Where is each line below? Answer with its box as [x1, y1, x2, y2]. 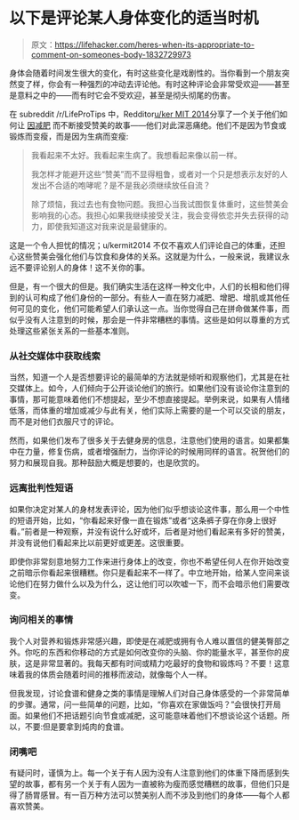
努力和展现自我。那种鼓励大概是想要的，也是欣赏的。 [9, 457, 205, 468]
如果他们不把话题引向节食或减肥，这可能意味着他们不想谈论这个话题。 [24, 710, 282, 720]
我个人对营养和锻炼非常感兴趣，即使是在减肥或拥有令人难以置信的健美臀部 [9, 635, 282, 646]
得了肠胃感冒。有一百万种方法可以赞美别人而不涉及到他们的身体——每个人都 [9, 790, 290, 800]
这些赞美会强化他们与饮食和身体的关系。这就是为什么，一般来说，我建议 [16, 251, 282, 261]
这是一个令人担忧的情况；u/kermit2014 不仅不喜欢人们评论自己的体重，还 [9, 239, 279, 250]
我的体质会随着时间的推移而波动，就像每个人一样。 [24, 669, 212, 679]
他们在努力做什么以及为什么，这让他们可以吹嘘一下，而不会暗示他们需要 [16, 578, 282, 589]
